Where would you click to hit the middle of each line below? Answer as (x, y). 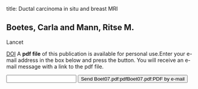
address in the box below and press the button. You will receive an (101, 60)
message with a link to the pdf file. (61, 66)
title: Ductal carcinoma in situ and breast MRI (62, 9)
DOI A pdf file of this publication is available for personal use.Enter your (96, 54)
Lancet (15, 42)
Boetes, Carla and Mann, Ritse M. (70, 27)
